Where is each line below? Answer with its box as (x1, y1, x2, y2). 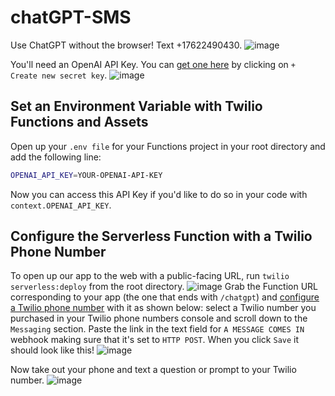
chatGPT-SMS (10, 6, 132, 29)
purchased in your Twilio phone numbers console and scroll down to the (10, 312, 308, 325)
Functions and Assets (10, 114, 149, 131)
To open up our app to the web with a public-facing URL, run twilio (10, 270, 290, 282)
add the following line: (10, 151, 102, 163)
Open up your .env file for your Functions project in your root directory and (10, 140, 326, 152)
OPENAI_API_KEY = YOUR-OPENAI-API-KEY (10, 170, 163, 180)
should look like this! (10, 344, 95, 356)
